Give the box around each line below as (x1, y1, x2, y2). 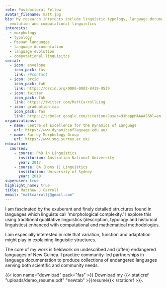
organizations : (5, 118, 37, 123)
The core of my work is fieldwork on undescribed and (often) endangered (5, 246, 156, 252)
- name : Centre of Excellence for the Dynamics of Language (9, 123, 137, 128)
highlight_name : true (5, 183, 50, 188)
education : (5, 141, 28, 147)
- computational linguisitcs (9, 53, 70, 59)
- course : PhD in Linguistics (14, 151, 77, 156)
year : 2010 (18, 174, 41, 179)
